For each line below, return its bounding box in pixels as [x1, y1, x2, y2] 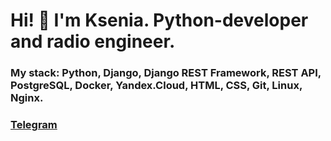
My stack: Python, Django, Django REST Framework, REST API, [10, 66, 322, 80]
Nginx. [10, 91, 44, 105]
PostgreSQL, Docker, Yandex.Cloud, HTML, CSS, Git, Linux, [10, 79, 303, 93]
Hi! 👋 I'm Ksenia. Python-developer [10, 9, 309, 32]
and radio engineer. [10, 30, 176, 53]
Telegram [10, 118, 58, 132]
